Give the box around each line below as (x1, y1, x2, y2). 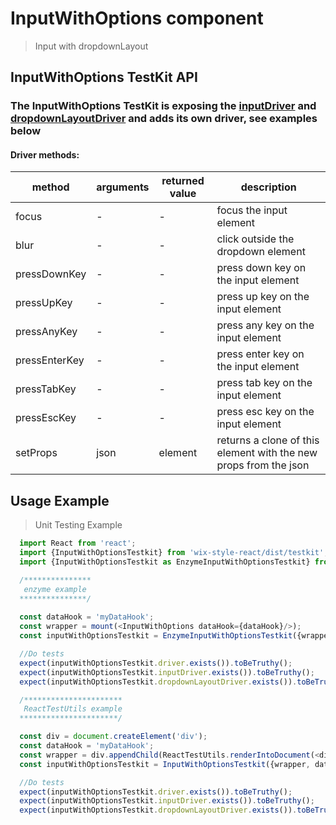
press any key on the (216, 318, 315, 332)
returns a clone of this (216, 433, 320, 447)
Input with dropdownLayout (34, 40, 149, 52)
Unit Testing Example (34, 519, 123, 531)
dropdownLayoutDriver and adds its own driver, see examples (10, 112, 318, 126)
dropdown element (216, 245, 306, 259)
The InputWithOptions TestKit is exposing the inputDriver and (10, 99, 317, 113)
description (240, 180, 297, 194)
